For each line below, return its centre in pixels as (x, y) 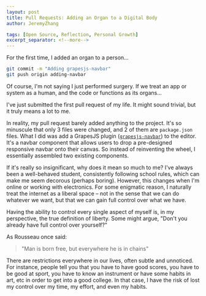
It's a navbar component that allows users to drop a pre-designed (89, 142)
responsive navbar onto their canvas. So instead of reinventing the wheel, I (101, 149)
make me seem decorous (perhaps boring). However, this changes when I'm (103, 180)
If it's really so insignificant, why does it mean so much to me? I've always (100, 167)
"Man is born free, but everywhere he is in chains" (85, 248)
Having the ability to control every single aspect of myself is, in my (90, 211)
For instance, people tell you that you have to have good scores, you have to (103, 267)
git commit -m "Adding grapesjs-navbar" (59, 69)
